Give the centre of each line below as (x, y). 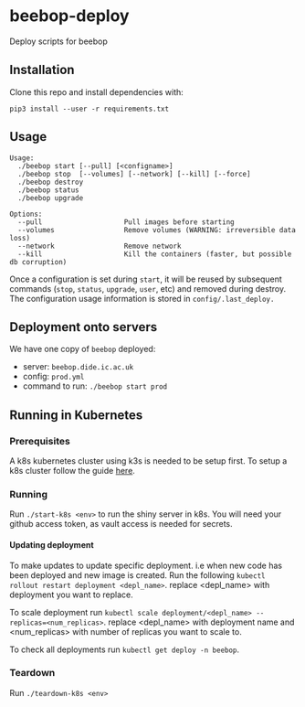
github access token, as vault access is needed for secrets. (121, 524)
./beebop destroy (51, 182)
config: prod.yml (53, 377)
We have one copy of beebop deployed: (83, 349)
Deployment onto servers (84, 327)
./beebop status (48, 190)
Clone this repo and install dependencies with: (97, 91)
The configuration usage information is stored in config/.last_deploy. (142, 298)
